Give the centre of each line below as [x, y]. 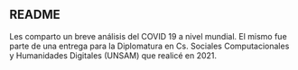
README [35, 15]
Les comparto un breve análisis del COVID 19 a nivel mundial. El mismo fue [148, 36]
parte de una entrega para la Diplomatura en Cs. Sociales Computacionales [149, 46]
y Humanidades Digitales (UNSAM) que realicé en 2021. [113, 55]
